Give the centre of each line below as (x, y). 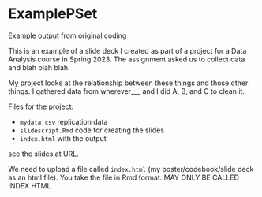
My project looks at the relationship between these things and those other (128, 83)
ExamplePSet (53, 14)
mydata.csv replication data (64, 121)
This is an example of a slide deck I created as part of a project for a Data (127, 50)
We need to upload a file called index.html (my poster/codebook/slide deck (131, 169)
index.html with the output (63, 138)
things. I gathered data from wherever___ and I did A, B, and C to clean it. (126, 91)
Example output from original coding (67, 35)
